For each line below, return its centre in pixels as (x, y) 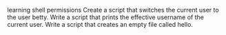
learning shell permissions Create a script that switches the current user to (113, 10)
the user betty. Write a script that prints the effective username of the (106, 17)
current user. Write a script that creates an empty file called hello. (100, 24)
